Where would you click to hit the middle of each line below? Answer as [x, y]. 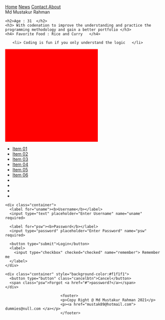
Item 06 [20, 175]
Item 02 [20, 154]
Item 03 [20, 159]
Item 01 [20, 149]
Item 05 [20, 170]
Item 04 [20, 164]
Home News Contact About [33, 7]
